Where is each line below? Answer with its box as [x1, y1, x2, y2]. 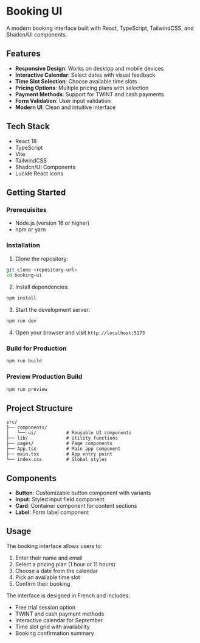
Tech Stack [6, 121, 50, 132]
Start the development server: [15, 306, 91, 314]
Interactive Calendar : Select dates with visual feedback [15, 71, 156, 79]
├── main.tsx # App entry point [6, 451, 113, 457]
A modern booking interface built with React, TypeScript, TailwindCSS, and [6, 24, 194, 32]
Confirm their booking [15, 580, 71, 587]
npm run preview [6, 386, 47, 392]
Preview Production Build [6, 373, 83, 381]
